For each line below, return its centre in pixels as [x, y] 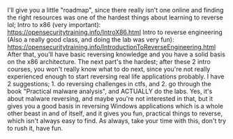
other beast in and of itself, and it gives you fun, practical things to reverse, [115, 113]
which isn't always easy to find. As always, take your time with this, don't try [117, 121]
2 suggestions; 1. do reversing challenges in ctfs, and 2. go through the [109, 84]
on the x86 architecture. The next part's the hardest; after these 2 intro [109, 62]
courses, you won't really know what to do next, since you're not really [109, 69]
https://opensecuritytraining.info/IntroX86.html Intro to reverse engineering [115, 32]
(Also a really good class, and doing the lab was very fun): [91, 40]
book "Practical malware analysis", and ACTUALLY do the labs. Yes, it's [110, 91]
